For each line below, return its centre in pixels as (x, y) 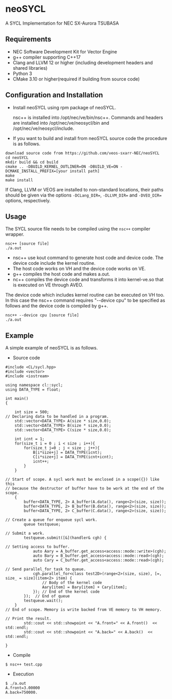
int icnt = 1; (30, 439)
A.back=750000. (22, 693)
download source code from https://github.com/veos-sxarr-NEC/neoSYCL (82, 153)
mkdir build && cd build (32, 162)
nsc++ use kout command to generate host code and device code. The (88, 258)
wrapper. (15, 235)
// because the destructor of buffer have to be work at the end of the (85, 489)
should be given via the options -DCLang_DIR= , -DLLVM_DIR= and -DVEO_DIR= (83, 195)
